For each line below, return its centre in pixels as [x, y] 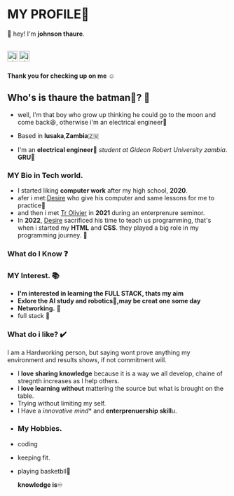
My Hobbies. [40, 429]
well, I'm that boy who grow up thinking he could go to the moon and [116, 114]
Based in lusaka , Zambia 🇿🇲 [58, 135]
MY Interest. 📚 [33, 275]
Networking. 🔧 [39, 308]
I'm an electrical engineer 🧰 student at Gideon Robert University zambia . [122, 149]
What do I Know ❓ [38, 254]
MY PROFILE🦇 [48, 14]
